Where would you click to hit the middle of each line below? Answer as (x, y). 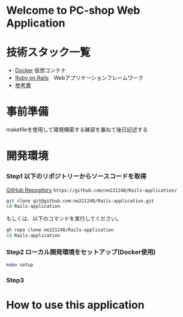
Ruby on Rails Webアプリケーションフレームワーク (79, 78)
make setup (20, 265)
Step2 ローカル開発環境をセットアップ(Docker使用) (81, 252)
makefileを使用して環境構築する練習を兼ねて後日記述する (77, 130)
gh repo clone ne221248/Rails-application (60, 230)
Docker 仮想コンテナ (40, 70)
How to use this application (76, 305)
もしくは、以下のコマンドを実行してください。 (64, 219)
